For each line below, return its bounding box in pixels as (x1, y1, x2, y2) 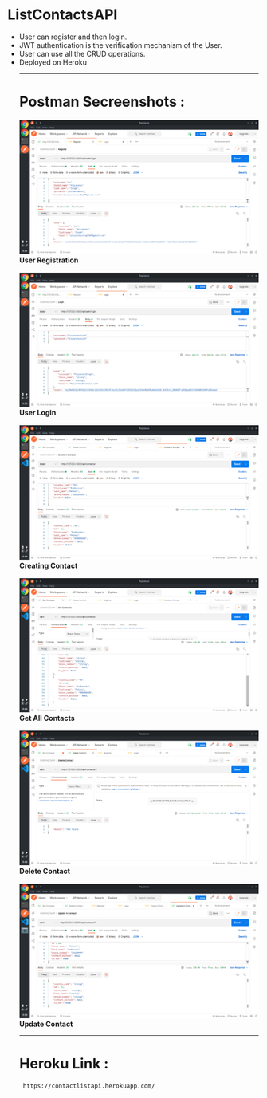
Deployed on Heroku (18, 57, 87, 67)
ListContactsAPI (7, 6, 118, 24)
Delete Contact (18, 867, 71, 876)
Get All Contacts (18, 714, 75, 723)
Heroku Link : (18, 1054, 109, 1072)
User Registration (18, 255, 79, 265)
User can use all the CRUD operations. (18, 49, 146, 58)
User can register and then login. (18, 32, 128, 41)
